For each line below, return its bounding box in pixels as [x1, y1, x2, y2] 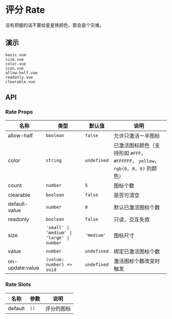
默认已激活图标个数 [113, 204, 160, 211]
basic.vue [5, 52, 27, 57]
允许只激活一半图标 [113, 132, 160, 140]
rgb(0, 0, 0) [113, 166, 145, 172]
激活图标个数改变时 [113, 258, 160, 265]
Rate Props [5, 108, 33, 116]
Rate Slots [5, 281, 31, 288]
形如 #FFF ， [118, 150, 146, 157]
